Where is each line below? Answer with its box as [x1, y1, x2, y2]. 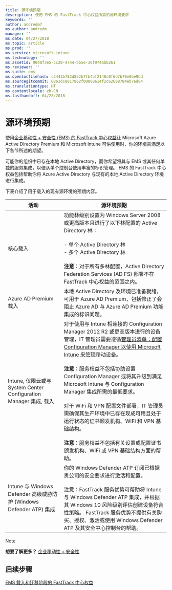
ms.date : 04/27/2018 [5, 36, 50, 41]
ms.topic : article [5, 41, 45, 46]
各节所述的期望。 [9, 147, 46, 154]
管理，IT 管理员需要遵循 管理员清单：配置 [63, 336, 162, 343]
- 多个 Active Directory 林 [63, 249, 126, 256]
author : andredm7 [5, 21, 42, 27]
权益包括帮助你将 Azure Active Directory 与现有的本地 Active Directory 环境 [5, 171, 164, 177]
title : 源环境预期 [5, 7, 41, 13]
